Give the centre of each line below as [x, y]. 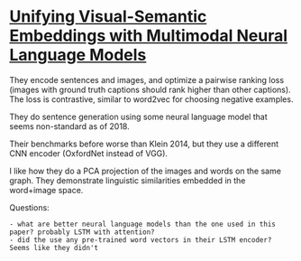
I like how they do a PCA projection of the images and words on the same [146, 171]
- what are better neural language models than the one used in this [143, 224]
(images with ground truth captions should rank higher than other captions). [150, 89]
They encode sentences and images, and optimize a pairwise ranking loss [147, 79]
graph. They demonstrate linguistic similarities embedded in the [128, 180]
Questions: [29, 207]
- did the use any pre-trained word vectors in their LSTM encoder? [141, 240]
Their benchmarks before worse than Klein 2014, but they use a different [144, 144]
